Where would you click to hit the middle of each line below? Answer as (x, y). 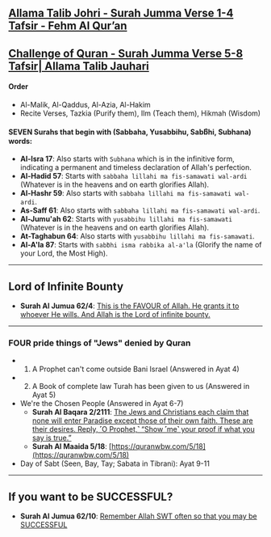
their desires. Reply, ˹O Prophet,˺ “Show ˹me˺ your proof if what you (144, 429)
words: (20, 141)
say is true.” (52, 438)
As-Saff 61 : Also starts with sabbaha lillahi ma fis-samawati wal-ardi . (140, 210)
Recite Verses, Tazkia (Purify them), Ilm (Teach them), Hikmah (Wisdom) (140, 113)
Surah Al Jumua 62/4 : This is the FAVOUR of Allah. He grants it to (129, 306)
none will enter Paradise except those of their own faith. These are (143, 421)
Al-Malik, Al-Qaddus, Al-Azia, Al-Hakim (85, 104)
